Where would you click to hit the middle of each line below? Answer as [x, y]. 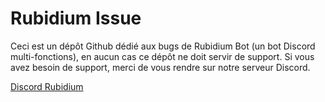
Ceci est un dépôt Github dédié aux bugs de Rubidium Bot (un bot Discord [163, 46]
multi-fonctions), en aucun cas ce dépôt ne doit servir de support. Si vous [162, 56]
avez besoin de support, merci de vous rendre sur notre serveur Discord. [160, 67]
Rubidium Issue [76, 18]
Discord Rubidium [47, 86]
